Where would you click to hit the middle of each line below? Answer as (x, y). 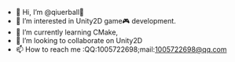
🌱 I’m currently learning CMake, (67, 32)
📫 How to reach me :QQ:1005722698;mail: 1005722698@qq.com (121, 49)
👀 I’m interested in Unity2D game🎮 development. (96, 21)
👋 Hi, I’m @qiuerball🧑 (50, 12)
